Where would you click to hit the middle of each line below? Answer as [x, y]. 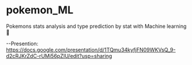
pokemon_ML [40, 10]
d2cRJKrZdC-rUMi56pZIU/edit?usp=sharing [59, 56]
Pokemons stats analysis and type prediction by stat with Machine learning [96, 26]
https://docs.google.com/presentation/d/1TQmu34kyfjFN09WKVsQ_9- [91, 49]
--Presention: [22, 44]
